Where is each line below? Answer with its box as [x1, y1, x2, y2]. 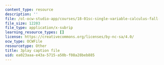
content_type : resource [5, 7, 54, 12]
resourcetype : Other [5, 43, 47, 48]
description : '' [5, 12, 38, 17]
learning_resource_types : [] [5, 30, 64, 35]
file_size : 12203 [5, 21, 41, 26]
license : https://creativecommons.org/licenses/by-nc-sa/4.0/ [5, 35, 134, 40]
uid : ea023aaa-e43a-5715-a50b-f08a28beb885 [5, 52, 95, 58]
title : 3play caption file [5, 48, 60, 53]
